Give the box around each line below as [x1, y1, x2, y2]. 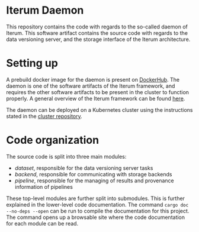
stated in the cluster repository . [6, 112, 83, 120]
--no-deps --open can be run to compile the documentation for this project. [6, 207, 190, 214]
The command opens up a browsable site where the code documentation [6, 214, 185, 221]
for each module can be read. [6, 220, 79, 227]
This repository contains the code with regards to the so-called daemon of [6, 23, 188, 30]
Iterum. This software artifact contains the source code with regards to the [6, 29, 188, 36]
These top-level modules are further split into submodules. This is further [6, 195, 185, 202]
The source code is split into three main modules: [6, 153, 127, 160]
